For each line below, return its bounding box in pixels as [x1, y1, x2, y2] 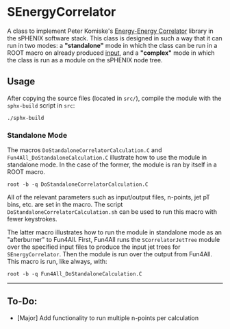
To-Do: [7, 295, 38, 307]
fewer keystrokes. [7, 215, 57, 223]
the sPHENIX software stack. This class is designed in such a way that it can [7, 34, 222, 42]
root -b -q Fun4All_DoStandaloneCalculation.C [7, 271, 142, 278]
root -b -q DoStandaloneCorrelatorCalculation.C [7, 181, 149, 188]
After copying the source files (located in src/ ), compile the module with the [7, 94, 222, 102]
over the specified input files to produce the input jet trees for [7, 243, 181, 251]
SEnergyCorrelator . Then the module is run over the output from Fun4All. [7, 250, 213, 258]
